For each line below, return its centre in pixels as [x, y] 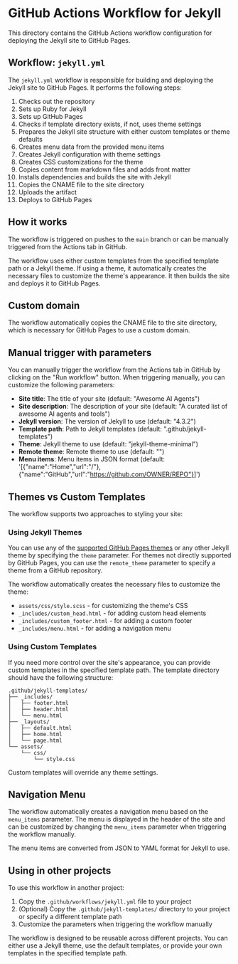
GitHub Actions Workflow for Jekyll [115, 13]
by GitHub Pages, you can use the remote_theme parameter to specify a [112, 563]
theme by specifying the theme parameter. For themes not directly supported [120, 555]
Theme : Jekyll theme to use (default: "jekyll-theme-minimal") [108, 444]
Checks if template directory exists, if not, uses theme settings [110, 124]
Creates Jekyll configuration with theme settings [89, 154]
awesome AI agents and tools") [64, 414]
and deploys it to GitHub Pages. [54, 283]
